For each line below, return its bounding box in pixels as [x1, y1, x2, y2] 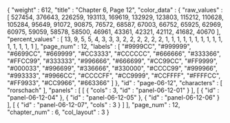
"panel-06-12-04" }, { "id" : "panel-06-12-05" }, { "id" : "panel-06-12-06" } [7, 93, 220, 102]
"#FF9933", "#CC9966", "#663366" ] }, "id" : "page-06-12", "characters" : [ [7, 79, 222, 87]
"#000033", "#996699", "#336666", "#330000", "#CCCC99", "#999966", [7, 65, 218, 72]
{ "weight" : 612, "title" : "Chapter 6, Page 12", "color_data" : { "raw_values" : [7, 6, 223, 14]
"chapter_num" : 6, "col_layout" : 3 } [7, 108, 110, 116]
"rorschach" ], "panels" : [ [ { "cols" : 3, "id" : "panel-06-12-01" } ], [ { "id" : [7, 86, 220, 94]
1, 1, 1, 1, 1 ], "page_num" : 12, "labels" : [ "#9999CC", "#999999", [7, 43, 191, 50]
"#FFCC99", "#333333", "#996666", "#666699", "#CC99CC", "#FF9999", [7, 57, 218, 65]
